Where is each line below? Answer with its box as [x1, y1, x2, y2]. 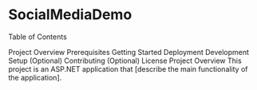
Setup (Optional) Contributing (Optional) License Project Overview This [8, 56, 242, 65]
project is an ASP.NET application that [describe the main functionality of [8, 64, 249, 73]
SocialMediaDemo [8, 6, 132, 24]
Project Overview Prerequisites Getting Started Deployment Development [8, 47, 250, 57]
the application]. [8, 72, 62, 82]
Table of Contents [8, 32, 68, 41]
